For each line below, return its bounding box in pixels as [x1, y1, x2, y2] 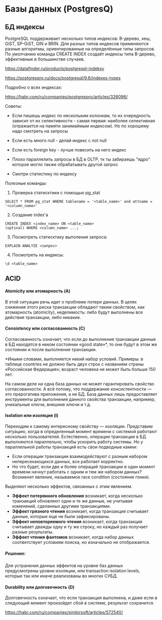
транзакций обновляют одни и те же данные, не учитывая [12, 498, 133, 503]
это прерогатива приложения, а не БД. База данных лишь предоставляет [5, 391, 158, 397]
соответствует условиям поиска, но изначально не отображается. [12, 539, 150, 545]
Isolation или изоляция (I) [5, 413, 59, 419]
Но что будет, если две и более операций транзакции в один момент [12, 464, 156, 469]
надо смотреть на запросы [12, 128, 69, 134]
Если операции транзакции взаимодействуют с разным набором [12, 453, 147, 459]
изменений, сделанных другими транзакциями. [12, 503, 111, 509]
